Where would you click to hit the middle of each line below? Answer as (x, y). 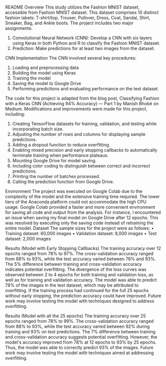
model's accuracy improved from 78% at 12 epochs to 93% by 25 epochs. (81, 342)
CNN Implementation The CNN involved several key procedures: (71, 58)
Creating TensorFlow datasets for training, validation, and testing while (84, 124)
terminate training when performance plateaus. (60, 155)
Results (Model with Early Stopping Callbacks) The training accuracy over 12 (83, 248)
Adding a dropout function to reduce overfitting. (61, 145)
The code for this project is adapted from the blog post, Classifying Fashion (82, 98)
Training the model (31, 78)
